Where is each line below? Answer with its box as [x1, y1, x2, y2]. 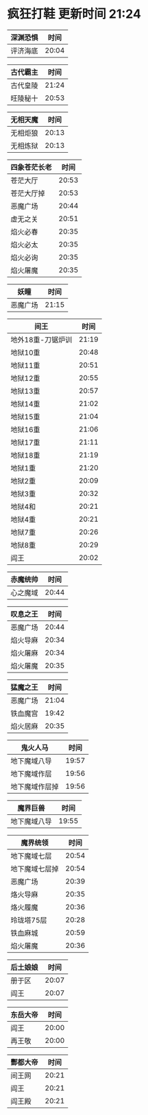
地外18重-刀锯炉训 [10, 335, 73, 344]
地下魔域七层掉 [10, 864, 60, 873]
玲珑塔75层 [10, 915, 47, 925]
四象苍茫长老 [10, 162, 53, 172]
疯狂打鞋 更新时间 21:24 [7, 6, 142, 22]
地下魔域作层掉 [10, 781, 60, 791]
